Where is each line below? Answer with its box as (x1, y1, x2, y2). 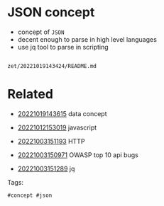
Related (7, 86, 53, 103)
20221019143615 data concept (17, 109, 108, 118)
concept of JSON (17, 28, 65, 36)
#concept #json (7, 192, 53, 199)
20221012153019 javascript (17, 123, 97, 132)
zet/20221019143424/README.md (7, 62, 97, 69)
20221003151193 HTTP (17, 137, 85, 145)
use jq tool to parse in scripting (17, 42, 109, 51)
